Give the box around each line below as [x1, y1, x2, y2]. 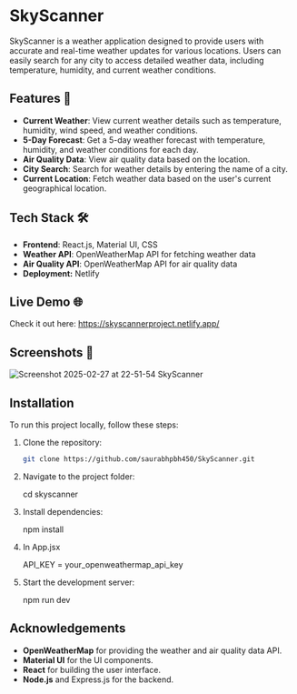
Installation [9, 395, 74, 410]
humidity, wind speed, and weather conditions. [22, 125, 198, 136]
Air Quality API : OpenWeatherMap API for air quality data [22, 258, 238, 269]
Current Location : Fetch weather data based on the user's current [22, 173, 272, 184]
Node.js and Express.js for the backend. [22, 674, 174, 685]
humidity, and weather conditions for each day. [22, 144, 200, 155]
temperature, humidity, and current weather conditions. [9, 65, 216, 75]
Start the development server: [22, 577, 135, 588]
